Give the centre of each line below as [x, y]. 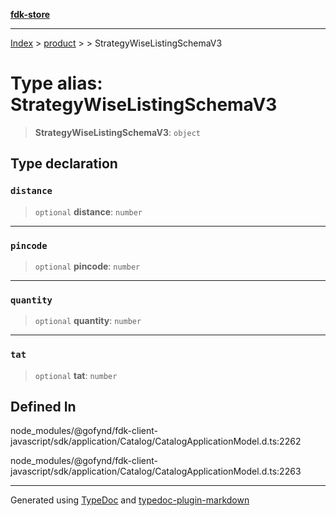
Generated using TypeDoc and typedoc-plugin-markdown [130, 500]
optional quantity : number [88, 321]
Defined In [43, 406]
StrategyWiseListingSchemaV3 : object [117, 132]
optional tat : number [76, 375]
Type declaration [64, 164]
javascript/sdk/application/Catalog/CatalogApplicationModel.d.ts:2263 [156, 471]
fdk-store [30, 14]
